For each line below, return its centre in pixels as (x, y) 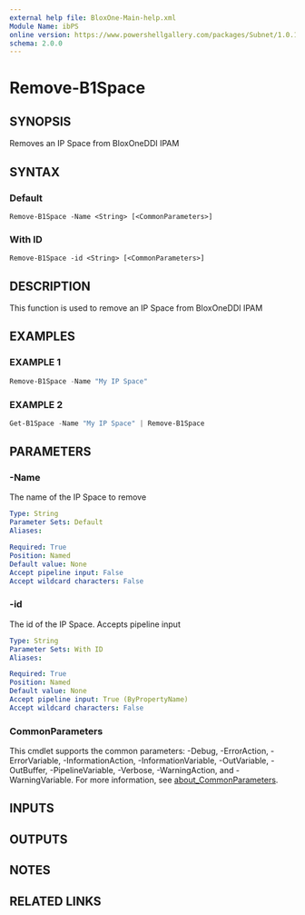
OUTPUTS (39, 839)
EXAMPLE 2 (36, 404)
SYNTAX (35, 172)
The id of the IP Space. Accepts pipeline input (95, 624)
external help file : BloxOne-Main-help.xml (93, 18)
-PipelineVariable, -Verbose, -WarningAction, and (142, 771)
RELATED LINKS (55, 901)
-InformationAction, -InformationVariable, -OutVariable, (166, 761)
